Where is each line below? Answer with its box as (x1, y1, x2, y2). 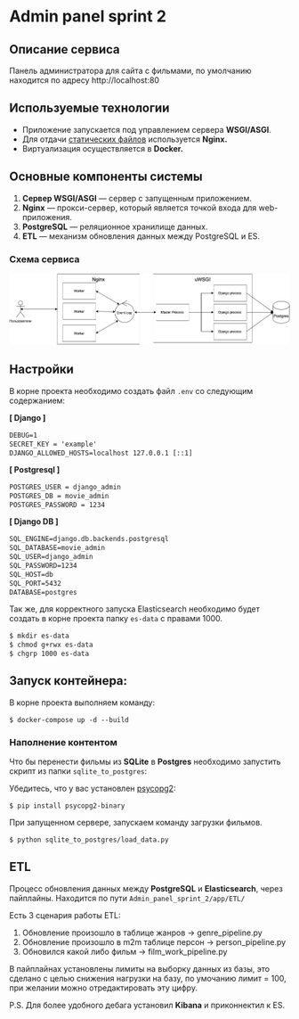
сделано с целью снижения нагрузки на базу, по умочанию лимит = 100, (9, 973, 287, 983)
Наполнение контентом (9, 735, 118, 748)
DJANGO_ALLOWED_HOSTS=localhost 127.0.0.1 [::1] (9, 448, 193, 457)
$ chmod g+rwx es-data (9, 640, 93, 649)
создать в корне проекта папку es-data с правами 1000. (9, 612, 223, 623)
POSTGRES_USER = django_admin (9, 482, 122, 491)
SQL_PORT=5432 (9, 579, 62, 588)
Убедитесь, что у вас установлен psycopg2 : (9, 783, 176, 793)
